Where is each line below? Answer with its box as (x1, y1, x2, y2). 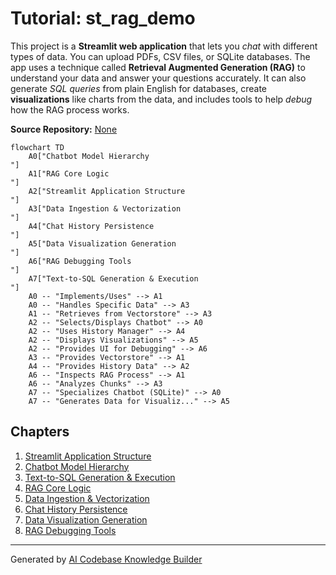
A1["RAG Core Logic (28, 168, 110, 179)
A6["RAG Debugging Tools (28, 256, 132, 266)
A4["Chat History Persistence (28, 221, 155, 231)
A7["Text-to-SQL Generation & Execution (28, 273, 199, 284)
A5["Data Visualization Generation (28, 238, 177, 249)
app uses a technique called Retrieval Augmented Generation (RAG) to (10, 61, 306, 73)
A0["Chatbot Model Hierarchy (28, 151, 150, 161)
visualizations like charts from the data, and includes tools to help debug (10, 93, 313, 105)
